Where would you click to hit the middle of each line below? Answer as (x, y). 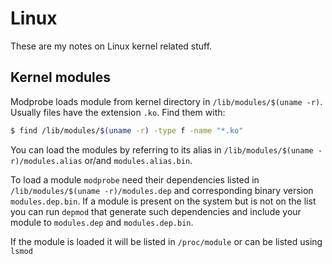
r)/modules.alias (46, 161)
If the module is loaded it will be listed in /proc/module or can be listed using (166, 241)
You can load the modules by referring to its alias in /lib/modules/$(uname (162, 149)
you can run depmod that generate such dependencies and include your (156, 211)
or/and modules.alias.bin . (138, 160)
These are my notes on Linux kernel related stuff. (111, 46)
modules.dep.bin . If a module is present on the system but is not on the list (163, 201)
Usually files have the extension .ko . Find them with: (118, 112)
